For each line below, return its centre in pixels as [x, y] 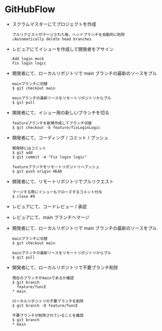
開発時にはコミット [29, 148]
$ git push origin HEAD [37, 171]
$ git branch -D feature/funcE [45, 306]
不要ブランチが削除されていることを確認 [48, 315]
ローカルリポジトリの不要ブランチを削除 [48, 301]
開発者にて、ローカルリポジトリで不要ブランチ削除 [65, 267]
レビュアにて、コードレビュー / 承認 [49, 206]
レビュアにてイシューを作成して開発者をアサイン [63, 49]
